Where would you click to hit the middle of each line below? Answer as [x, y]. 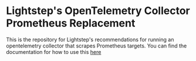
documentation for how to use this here [54, 52]
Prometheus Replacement [71, 23]
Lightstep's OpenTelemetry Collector [98, 11]
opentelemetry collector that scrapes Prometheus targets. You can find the [97, 46]
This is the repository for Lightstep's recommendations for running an [90, 39]
